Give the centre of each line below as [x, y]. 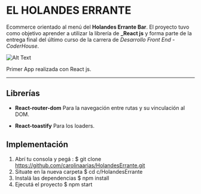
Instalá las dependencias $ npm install [62, 178]
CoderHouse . [23, 46]
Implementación [37, 145]
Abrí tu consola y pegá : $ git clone [58, 159]
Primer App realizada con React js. [49, 69]
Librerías [23, 93]
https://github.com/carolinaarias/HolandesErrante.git [80, 165]
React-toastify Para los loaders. [54, 125]
